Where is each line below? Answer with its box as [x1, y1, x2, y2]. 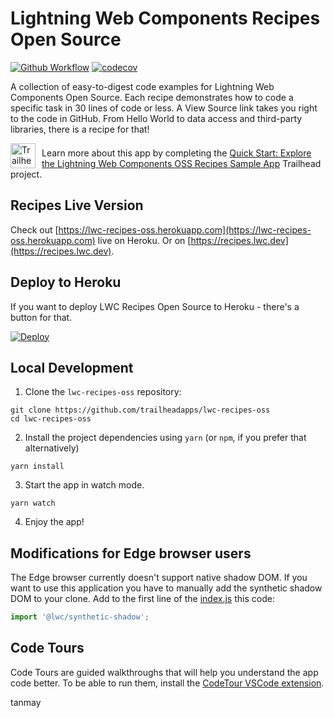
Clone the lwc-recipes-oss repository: [24, 386, 182, 398]
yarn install [10, 462, 65, 472]
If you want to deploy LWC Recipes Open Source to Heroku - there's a [10, 300, 300, 312]
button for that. [10, 311, 73, 323]
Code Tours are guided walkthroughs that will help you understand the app [10, 666, 319, 678]
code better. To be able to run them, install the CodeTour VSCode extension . [10, 677, 325, 689]
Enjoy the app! [24, 516, 85, 528]
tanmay [10, 696, 42, 708]
